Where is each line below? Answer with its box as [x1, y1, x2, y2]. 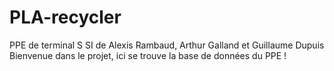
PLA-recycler [9, 6, 122, 29]
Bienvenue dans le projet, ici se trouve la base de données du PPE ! [9, 49, 287, 61]
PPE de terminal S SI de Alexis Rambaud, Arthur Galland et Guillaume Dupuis [9, 39, 325, 51]
